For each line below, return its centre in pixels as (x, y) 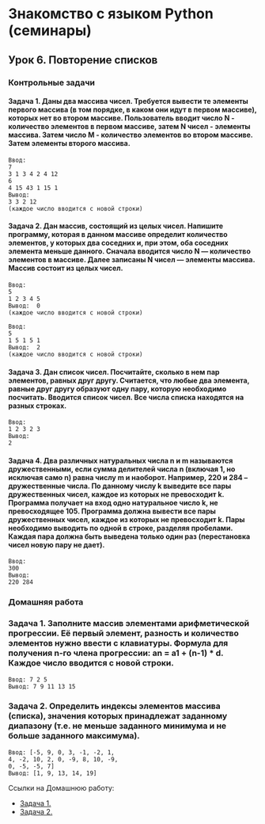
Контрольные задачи (51, 82)
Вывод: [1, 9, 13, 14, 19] (53, 773)
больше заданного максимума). (74, 736)
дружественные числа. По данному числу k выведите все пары (120, 486)
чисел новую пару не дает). (57, 544)
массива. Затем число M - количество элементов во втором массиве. (131, 135)
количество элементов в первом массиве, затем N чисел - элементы (129, 127)
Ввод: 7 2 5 (28, 679)
